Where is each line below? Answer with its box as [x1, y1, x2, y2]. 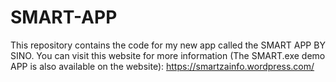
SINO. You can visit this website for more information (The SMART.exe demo [10, 49, 326, 61]
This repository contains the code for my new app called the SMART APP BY [10, 39, 326, 51]
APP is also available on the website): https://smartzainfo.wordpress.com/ [10, 60, 315, 72]
